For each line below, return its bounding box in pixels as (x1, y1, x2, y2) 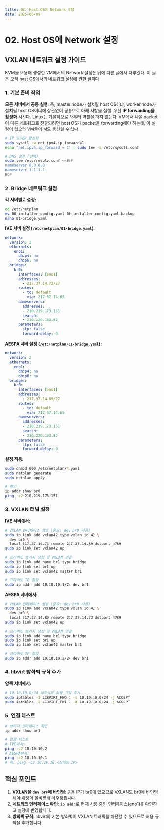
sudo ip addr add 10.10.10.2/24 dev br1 (5, 656, 89, 661)
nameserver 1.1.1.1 (5, 168, 45, 173)
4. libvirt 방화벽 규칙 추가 (5, 668, 61, 675)
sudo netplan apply (5, 475, 45, 480)
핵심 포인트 (5, 775, 37, 783)
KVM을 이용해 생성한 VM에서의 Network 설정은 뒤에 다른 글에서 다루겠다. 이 (5, 69, 151, 75)
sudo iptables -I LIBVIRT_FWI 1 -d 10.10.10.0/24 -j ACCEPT (5, 700, 131, 704)
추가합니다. (21, 820, 43, 826)
